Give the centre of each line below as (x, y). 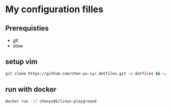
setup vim (21, 62)
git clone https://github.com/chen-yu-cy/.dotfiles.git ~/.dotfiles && (83, 73)
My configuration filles (54, 9)
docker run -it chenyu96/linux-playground (51, 101)
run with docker (31, 89)
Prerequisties (27, 28)
